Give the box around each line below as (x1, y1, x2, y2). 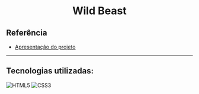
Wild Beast (72, 4, 127, 18)
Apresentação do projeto (14, 43, 76, 50)
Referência (6, 28, 47, 38)
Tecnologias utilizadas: (6, 66, 94, 76)
